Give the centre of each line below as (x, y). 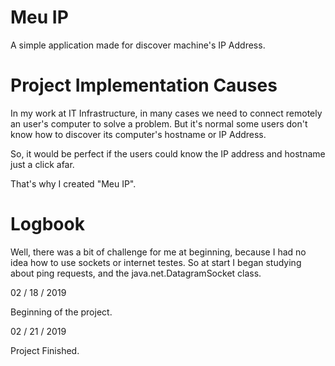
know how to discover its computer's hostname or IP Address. (138, 134)
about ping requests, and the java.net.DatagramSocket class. (136, 273)
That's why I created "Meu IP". (73, 183)
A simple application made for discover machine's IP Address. (138, 45)
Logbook (47, 224)
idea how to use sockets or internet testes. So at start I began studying (156, 262)
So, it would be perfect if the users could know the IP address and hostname (168, 153)
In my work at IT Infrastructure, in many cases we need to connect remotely (166, 113)
